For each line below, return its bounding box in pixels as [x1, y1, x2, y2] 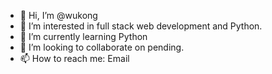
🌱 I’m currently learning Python [19, 31, 148, 42]
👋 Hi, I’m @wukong [19, 10, 98, 21]
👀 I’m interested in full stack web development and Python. [19, 20, 263, 32]
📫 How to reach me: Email [19, 53, 130, 64]
